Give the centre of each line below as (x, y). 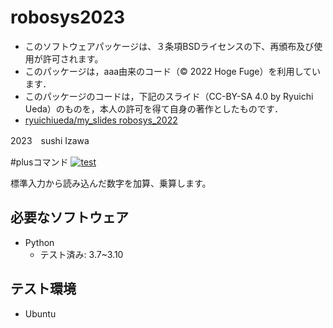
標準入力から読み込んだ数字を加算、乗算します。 (111, 183)
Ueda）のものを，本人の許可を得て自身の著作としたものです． (154, 108)
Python (39, 242)
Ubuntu (40, 313)
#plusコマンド (39, 162)
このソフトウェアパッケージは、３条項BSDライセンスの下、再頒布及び (169, 46)
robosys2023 (68, 17)
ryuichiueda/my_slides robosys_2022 (101, 120)
